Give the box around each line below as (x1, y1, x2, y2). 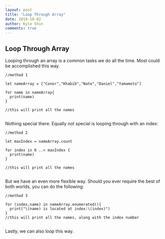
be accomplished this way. (5, 63, 60, 69)
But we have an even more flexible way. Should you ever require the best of (5, 178, 161, 184)
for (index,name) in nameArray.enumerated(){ (5, 202, 101, 207)
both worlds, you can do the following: (5, 183, 84, 190)
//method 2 (5, 130, 28, 135)
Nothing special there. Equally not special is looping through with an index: (5, 120, 159, 126)
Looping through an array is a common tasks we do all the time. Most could (5, 57, 160, 63)
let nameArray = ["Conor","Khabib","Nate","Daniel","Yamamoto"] (5, 81, 142, 86)
